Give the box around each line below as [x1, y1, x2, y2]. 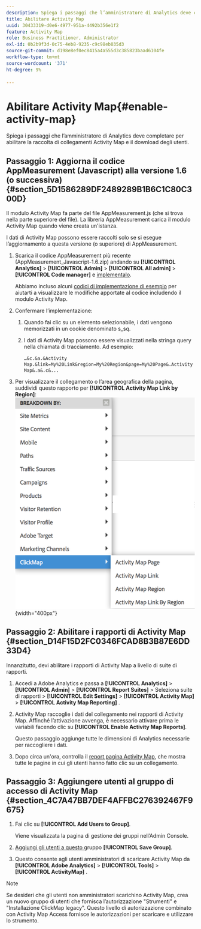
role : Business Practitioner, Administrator [6, 35, 119, 41]
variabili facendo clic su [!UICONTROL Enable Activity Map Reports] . [14, 723, 187, 730]
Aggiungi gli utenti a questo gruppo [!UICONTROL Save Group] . [14, 844, 173, 851]
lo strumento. [6, 917, 39, 924]
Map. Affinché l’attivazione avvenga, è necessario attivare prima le [14, 716, 179, 724]
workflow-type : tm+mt [6, 54, 60, 60]
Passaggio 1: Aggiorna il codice [6, 156, 125, 166]
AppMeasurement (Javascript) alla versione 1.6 [6, 165, 187, 175]
